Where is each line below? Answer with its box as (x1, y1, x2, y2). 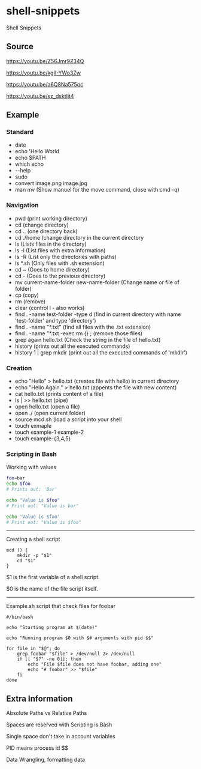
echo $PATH (14, 154, 46, 162)
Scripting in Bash (6, 449, 57, 458)
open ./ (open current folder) (14, 410, 86, 417)
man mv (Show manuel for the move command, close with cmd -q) (14, 186, 179, 193)
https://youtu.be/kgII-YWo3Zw (6, 69, 81, 76)
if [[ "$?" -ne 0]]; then (17, 656, 82, 662)
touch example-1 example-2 (14, 428, 84, 436)
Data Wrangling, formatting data (6, 756, 86, 764)
